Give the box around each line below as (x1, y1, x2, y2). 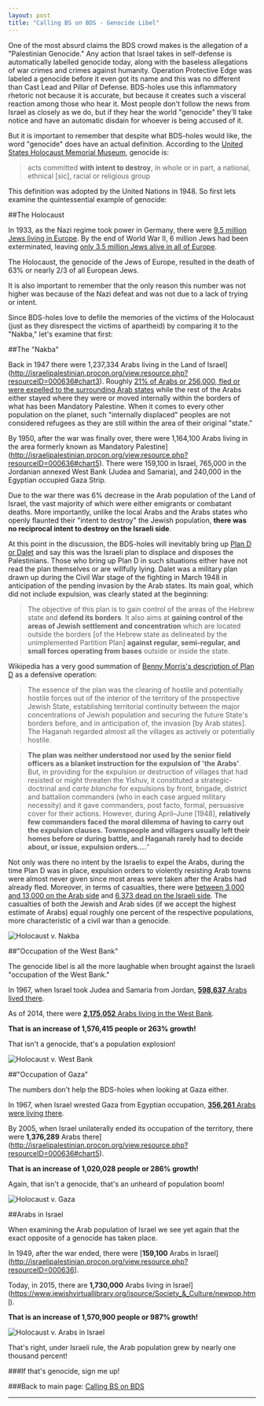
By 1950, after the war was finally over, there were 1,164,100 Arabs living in (8, 433, 248, 442)
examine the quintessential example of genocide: (8, 194, 167, 204)
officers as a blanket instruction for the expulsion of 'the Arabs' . (27, 758, 242, 768)
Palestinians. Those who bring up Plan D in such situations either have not (8, 556, 248, 565)
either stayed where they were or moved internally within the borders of (8, 393, 240, 402)
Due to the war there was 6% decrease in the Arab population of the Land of (8, 490, 256, 500)
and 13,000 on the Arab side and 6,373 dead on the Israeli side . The (8, 890, 228, 900)
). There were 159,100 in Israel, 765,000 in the (99, 458, 247, 468)
